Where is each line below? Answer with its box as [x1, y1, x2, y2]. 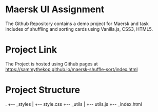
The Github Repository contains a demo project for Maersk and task [5, 20, 149, 27]
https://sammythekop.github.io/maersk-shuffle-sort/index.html [5, 66, 138, 72]
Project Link [5, 44, 57, 56]
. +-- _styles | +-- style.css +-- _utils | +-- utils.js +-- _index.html [5, 101, 142, 107]
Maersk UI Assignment [5, 4, 105, 15]
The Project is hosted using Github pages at [5, 60, 98, 67]
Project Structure [5, 84, 81, 96]
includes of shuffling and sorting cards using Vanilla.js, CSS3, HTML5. [5, 26, 153, 32]
